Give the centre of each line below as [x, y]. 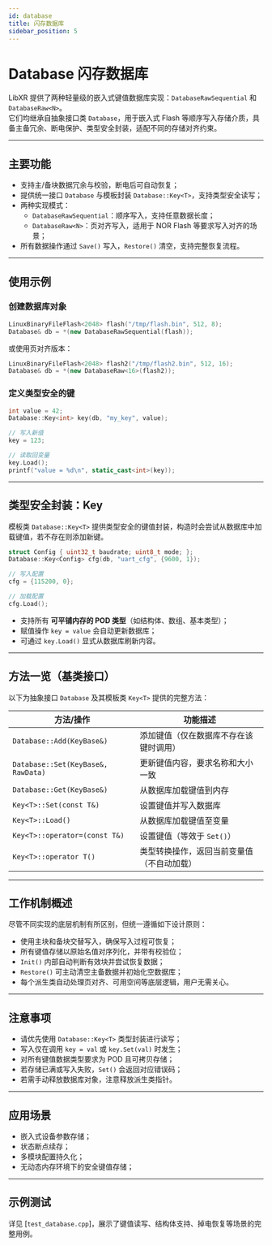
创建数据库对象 [38, 307]
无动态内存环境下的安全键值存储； [77, 1167]
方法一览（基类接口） [62, 676]
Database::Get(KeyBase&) [60, 790]
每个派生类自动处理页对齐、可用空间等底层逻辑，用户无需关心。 [126, 982]
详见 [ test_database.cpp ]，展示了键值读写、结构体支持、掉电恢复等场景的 [132, 1223]
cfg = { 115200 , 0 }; [41, 582]
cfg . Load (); [28, 604]
